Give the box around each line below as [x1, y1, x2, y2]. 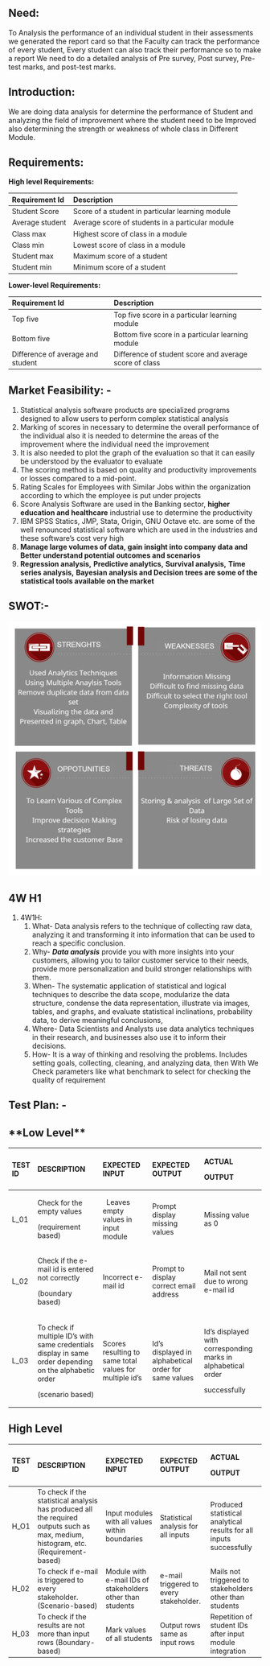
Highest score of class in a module [72, 229, 187, 238]
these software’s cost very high [19, 533, 125, 542]
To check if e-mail [37, 1566, 99, 1576]
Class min [11, 240, 44, 249]
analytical [210, 1517, 243, 1527]
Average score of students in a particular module [72, 217, 235, 228]
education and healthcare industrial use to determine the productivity [19, 507, 253, 518]
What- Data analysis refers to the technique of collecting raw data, [31, 922, 253, 931]
